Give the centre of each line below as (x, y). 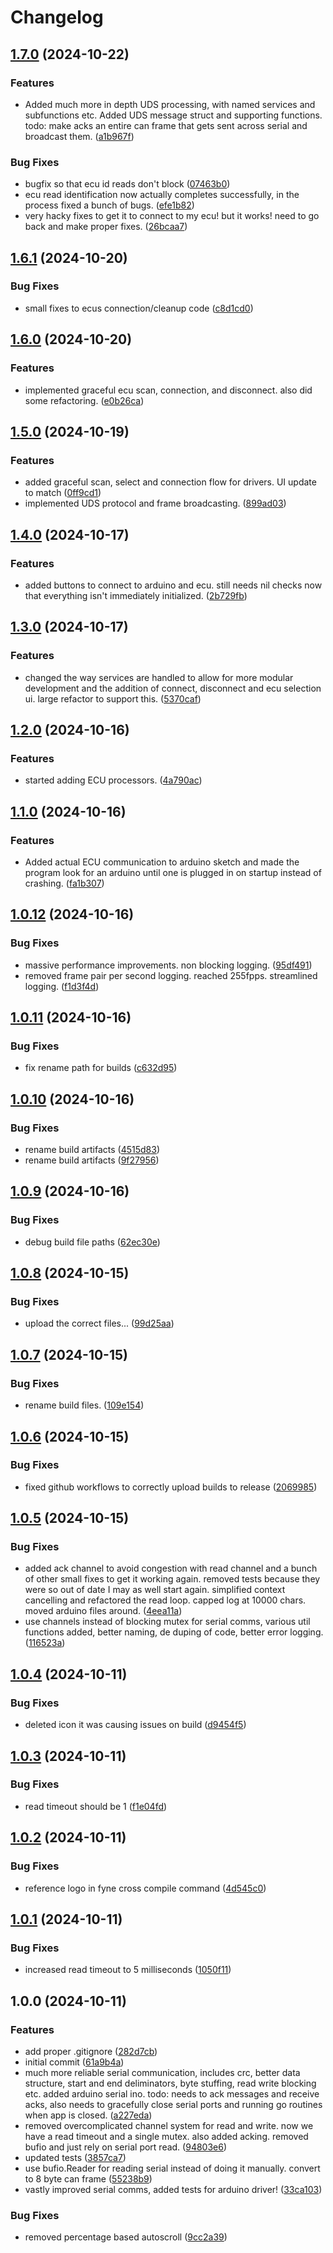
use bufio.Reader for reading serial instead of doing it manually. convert (172, 2168)
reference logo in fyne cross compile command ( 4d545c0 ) (145, 1888)
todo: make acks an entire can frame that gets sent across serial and (166, 125)
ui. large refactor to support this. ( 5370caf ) (113, 698)
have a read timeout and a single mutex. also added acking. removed (166, 2136)
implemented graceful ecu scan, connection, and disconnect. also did (168, 390)
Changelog (57, 17)
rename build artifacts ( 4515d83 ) (92, 1150)
